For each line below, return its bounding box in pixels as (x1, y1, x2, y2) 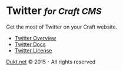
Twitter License (14, 47, 52, 54)
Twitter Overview (14, 34, 56, 41)
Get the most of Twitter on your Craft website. (6, 23, 118, 30)
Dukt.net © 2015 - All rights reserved (6, 58, 96, 65)
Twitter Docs (14, 41, 46, 48)
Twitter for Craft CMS (6, 4, 102, 17)
